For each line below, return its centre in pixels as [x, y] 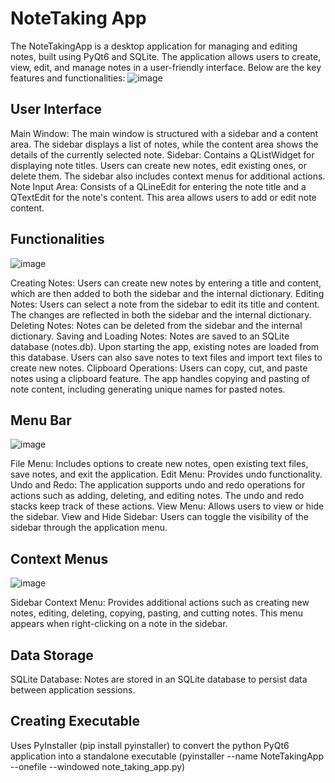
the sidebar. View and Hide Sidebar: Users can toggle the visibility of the [159, 517]
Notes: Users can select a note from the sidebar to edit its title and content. [165, 304]
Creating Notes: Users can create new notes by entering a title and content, [166, 283]
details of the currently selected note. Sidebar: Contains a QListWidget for [162, 154]
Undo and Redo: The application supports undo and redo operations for [158, 485]
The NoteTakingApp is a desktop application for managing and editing [154, 46]
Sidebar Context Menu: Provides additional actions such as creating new [160, 603]
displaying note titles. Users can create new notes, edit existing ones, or [158, 165]
